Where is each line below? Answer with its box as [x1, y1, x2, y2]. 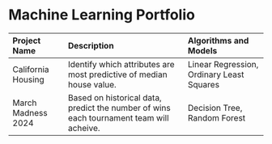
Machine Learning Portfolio [8, 6, 196, 24]
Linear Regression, [187, 58, 259, 70]
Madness [12, 107, 48, 118]
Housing [12, 74, 45, 85]
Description [67, 40, 115, 51]
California [12, 63, 50, 74]
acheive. [67, 122, 100, 133]
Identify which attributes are [67, 58, 176, 70]
